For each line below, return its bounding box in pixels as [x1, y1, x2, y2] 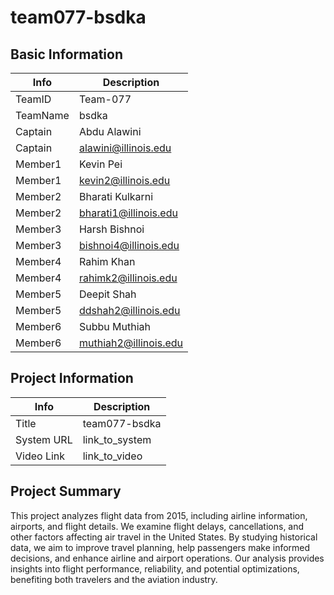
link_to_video [82, 449, 143, 463]
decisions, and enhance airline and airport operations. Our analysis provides [10, 552, 325, 564]
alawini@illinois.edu [78, 141, 172, 155]
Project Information [10, 370, 134, 387]
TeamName [15, 109, 70, 122]
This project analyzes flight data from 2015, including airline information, [10, 509, 308, 521]
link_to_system [82, 432, 152, 446]
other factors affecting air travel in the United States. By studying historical [10, 531, 318, 543]
